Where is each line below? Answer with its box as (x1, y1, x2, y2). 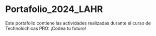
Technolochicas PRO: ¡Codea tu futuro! (5, 25, 87, 31)
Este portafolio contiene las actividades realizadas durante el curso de (5, 20, 151, 26)
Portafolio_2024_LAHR (5, 3, 103, 15)
